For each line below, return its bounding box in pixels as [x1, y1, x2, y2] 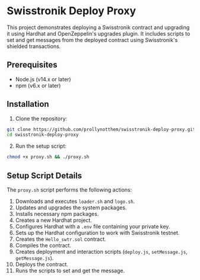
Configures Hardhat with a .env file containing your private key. [15, 223, 170, 230]
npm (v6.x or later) [15, 82, 61, 89]
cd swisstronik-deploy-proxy [7, 132, 79, 138]
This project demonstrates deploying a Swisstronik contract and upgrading [7, 24, 190, 31]
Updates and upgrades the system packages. [15, 204, 127, 211]
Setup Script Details [7, 170, 82, 180]
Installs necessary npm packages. [15, 211, 99, 217]
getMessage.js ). [15, 254, 54, 262]
